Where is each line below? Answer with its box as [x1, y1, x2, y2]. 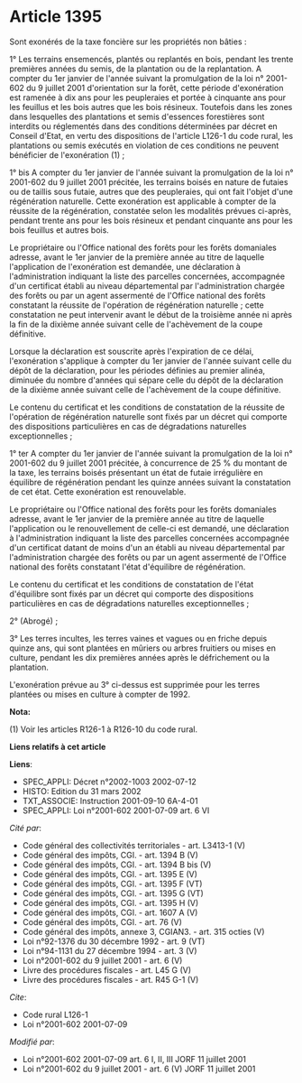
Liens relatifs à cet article [9, 741, 106, 752]
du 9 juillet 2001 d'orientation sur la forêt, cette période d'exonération [25, 82, 284, 93]
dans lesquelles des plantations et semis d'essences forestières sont [9, 111, 265, 122]
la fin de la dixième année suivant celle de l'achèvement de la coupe [9, 319, 263, 329]
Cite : [9, 991, 27, 1003]
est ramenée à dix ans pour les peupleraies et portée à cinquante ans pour [9, 92, 287, 103]
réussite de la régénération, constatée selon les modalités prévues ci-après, [9, 205, 291, 216]
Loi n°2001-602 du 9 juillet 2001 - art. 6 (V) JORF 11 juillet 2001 [22, 1063, 256, 1074]
